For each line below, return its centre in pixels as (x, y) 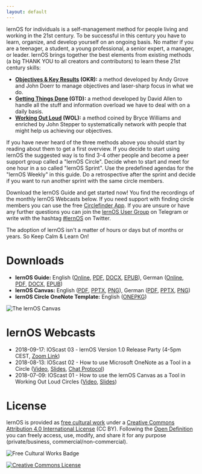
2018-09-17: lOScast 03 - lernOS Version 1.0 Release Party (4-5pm (98, 349)
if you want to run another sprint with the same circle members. (85, 181)
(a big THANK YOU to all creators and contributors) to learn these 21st (93, 61)
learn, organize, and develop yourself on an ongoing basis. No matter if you (100, 42)
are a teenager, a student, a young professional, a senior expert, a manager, (100, 48)
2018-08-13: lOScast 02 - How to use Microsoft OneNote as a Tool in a (103, 362)
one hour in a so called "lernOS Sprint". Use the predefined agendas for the (100, 168)
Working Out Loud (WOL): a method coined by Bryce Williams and (98, 118)
